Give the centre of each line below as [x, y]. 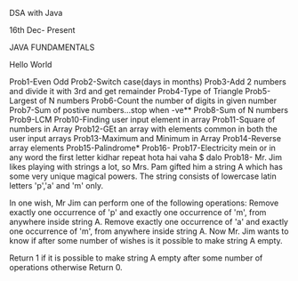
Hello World [31, 64]
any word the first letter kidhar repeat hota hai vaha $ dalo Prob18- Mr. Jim [146, 157]
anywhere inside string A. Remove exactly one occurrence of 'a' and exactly [149, 222]
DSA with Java [36, 13]
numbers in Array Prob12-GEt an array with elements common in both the [144, 129]
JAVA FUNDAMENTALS [52, 47]
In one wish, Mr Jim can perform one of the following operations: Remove [144, 203]
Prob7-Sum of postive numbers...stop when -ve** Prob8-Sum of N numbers [149, 110]
